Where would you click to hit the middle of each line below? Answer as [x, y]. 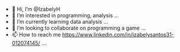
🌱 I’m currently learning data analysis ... [60, 22]
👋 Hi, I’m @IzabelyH [36, 9]
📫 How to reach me [36, 35]
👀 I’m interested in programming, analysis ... [65, 15]
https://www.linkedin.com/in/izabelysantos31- [118, 35]
